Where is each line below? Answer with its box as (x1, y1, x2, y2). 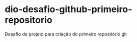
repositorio (5, 14, 52, 26)
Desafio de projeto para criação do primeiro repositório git (5, 31, 127, 37)
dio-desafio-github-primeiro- (5, 4, 132, 15)
